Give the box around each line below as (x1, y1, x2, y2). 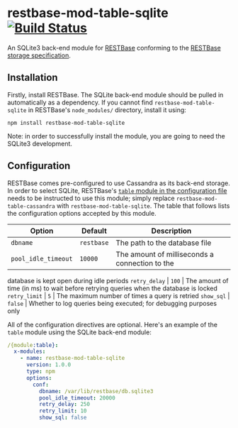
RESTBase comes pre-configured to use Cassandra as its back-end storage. (7, 179, 230, 187)
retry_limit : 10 (38, 407, 87, 415)
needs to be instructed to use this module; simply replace (7, 194, 175, 202)
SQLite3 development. (7, 139, 73, 148)
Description (151, 226, 192, 236)
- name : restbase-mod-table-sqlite (20, 355, 125, 362)
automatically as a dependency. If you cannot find (7, 98, 154, 106)
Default (81, 226, 108, 236)
